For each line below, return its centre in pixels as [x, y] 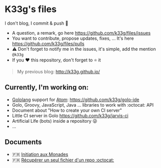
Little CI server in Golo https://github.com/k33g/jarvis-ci [70, 115]
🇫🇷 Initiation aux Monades [40, 154]
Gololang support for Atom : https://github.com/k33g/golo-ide [75, 100]
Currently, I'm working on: [47, 87]
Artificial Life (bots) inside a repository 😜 [55, 121]
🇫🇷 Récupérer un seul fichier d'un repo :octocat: [63, 160]
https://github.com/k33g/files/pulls [48, 43]
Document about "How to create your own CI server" [67, 110]
